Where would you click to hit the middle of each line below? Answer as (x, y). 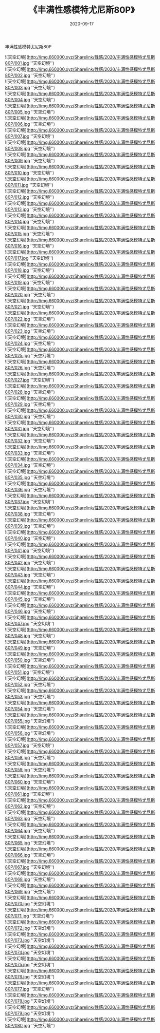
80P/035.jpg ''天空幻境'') (30, 477)
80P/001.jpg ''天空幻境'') (30, 63)
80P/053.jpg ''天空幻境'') (30, 696)
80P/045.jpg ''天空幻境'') (30, 599)
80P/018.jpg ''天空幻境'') (30, 270)
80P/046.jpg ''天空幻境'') (30, 611)
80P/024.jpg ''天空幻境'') (30, 343)
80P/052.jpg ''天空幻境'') (30, 684)
